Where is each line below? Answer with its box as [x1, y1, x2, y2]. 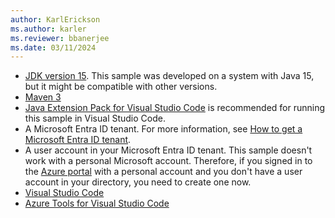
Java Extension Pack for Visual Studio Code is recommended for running [24, 102, 326, 114]
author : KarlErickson [10, 14, 101, 25]
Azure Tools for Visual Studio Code [24, 197, 170, 210]
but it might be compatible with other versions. [24, 81, 218, 93]
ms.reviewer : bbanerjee [10, 33, 110, 43]
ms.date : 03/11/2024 [10, 42, 97, 53]
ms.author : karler [10, 24, 87, 34]
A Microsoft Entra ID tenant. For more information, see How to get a [24, 123, 303, 135]
